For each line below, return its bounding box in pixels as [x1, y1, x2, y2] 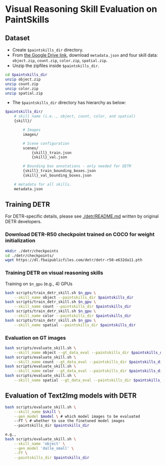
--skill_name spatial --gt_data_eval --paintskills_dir [14, 378, 132, 383]
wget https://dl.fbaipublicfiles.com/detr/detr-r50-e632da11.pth [5, 258, 142, 263]
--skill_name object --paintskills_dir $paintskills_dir [14, 295, 134, 300]
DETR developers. [5, 219, 42, 225]
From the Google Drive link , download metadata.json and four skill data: [12, 52, 158, 58]
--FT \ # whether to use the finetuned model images [14, 418, 125, 423]
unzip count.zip [5, 81, 39, 86]
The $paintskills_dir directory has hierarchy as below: [12, 100, 126, 106]
